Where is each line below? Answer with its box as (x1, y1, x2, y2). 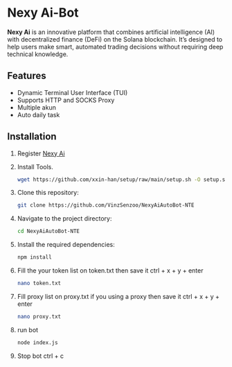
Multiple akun (17, 103, 57, 112)
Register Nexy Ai (17, 149, 65, 157)
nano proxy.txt (17, 313, 62, 320)
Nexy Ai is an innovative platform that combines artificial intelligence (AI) (7, 28, 215, 36)
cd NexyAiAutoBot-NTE (17, 228, 80, 235)
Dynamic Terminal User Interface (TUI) (17, 88, 128, 96)
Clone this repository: (17, 189, 79, 197)
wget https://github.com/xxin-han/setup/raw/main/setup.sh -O (17, 176, 201, 183)
